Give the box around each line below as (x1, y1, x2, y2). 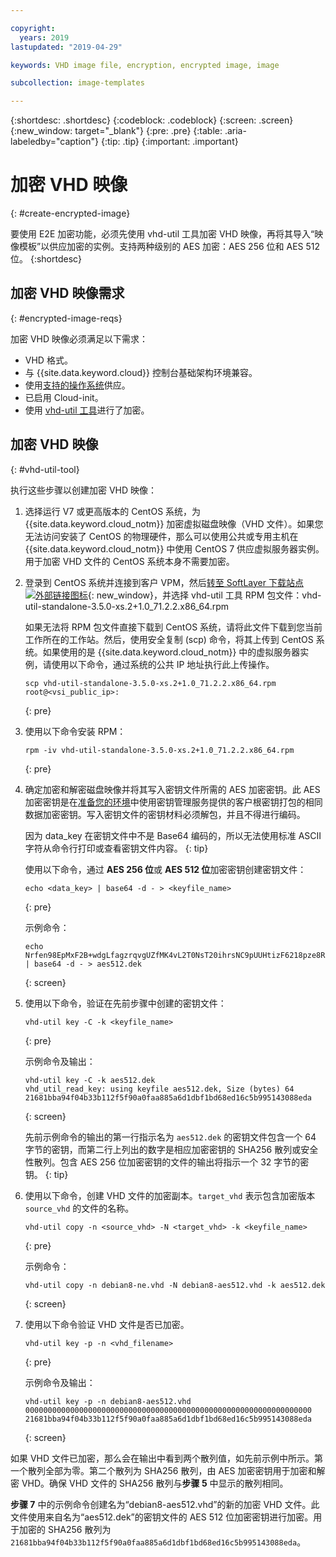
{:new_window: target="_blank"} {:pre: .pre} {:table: (10, 125, 223, 137)
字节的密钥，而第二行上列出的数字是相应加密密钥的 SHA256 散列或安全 (24, 1143, 319, 1155)
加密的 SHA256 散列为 (18, 1523, 112, 1535)
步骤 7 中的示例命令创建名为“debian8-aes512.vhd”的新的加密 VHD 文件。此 (10, 1498, 320, 1510)
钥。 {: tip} (24, 1168, 69, 1180)
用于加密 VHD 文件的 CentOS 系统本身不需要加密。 (24, 555, 235, 567)
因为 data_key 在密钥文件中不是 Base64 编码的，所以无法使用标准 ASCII (24, 829, 322, 841)
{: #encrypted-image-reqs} (10, 312, 123, 324)
